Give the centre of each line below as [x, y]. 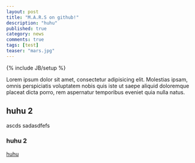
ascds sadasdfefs [28, 125]
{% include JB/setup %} [36, 68]
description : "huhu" [32, 23]
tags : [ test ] [22, 46]
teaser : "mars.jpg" [31, 51]
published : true [26, 28]
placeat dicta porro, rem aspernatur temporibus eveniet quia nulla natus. [96, 92]
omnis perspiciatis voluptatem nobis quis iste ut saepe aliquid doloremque [98, 86]
